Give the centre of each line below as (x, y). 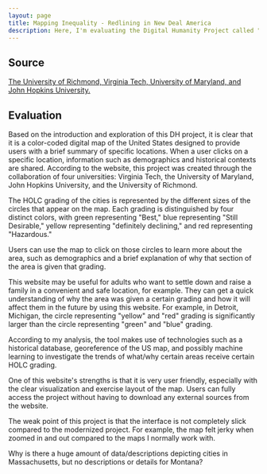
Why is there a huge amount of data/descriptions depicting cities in (118, 453)
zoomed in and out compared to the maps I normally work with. (112, 438)
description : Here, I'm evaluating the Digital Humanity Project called (131, 30)
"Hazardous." (30, 234)
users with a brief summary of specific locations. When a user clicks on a (128, 151)
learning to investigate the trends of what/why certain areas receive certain (132, 356)
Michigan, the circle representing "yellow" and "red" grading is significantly (132, 316)
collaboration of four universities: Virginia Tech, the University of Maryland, (131, 177)
